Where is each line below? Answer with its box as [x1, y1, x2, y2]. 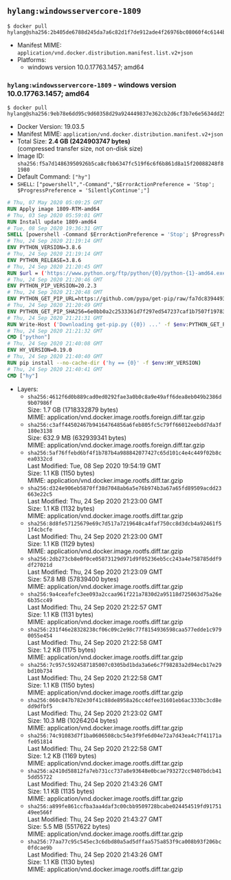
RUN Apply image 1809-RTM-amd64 [7, 206, 100, 212]
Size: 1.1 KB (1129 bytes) [27, 539, 95, 548]
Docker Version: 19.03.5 [16, 123, 85, 131]
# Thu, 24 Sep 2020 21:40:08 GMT [7, 340, 103, 348]
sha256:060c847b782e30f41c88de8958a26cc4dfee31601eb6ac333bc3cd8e [27, 697, 222, 703]
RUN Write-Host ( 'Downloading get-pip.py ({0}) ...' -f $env [7, 321, 186, 328]
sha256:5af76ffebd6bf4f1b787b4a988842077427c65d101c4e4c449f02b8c [27, 449, 222, 457]
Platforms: [16, 55, 47, 63]
